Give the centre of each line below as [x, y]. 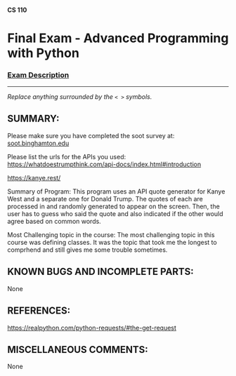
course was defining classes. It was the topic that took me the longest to [112, 242]
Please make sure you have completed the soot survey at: [91, 135]
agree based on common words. [54, 221]
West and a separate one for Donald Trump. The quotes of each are [105, 199]
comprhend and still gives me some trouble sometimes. [87, 250]
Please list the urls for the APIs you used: [67, 156]
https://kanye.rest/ [34, 177]
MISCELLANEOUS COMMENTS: [78, 350]
